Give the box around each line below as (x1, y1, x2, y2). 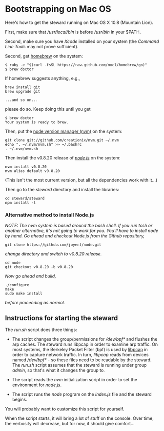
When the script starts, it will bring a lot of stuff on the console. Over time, (5, 415, 154, 421)
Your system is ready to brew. (5, 119, 69, 125)
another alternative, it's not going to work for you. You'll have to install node (5, 228, 159, 234)
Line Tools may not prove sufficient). (5, 43, 79, 49)
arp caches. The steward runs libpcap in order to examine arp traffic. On (12, 341, 158, 347)
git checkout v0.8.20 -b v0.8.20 (5, 265, 73, 270)
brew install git (5, 84, 41, 90)
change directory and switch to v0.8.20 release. (5, 251, 102, 257)
